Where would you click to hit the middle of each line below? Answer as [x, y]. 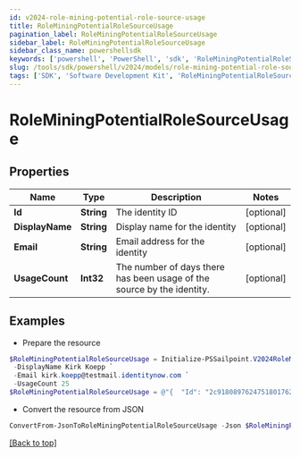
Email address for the [160, 241]
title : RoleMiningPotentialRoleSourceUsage [92, 26]
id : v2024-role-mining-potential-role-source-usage [107, 17]
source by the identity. [162, 289]
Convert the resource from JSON [83, 409]
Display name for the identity [176, 226]
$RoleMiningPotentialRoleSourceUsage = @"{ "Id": [105, 393]
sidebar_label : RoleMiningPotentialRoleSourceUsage [107, 42]
